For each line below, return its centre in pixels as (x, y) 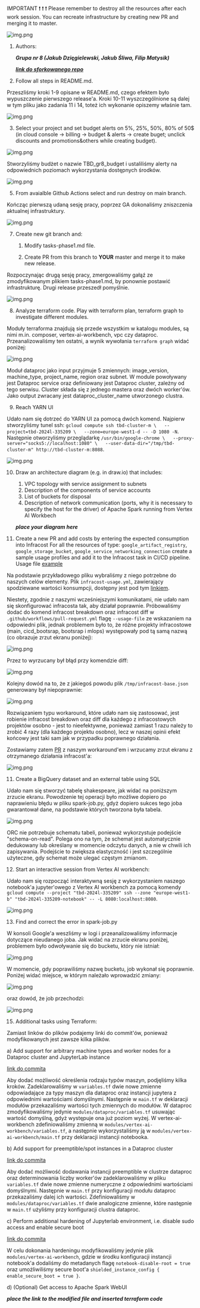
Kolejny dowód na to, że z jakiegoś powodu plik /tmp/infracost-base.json (98, 683)
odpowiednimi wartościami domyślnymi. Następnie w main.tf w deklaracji (97, 1099)
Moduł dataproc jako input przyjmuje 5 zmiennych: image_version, (88, 370)
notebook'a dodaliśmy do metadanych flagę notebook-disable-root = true (99, 1263)
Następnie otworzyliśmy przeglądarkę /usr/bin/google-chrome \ (86, 438)
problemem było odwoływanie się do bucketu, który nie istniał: (83, 946)
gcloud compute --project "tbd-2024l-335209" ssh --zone (79, 893)
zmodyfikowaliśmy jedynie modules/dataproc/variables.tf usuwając (91, 1112)
